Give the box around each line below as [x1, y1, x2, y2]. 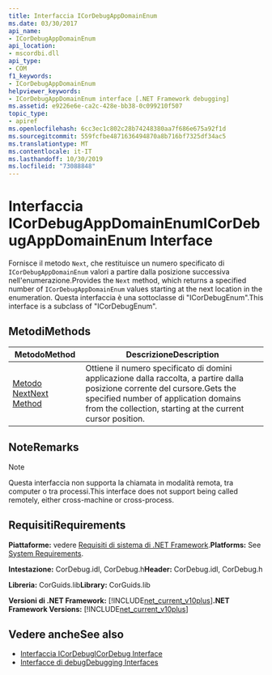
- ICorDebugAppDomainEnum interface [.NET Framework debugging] [8, 95, 230, 103]
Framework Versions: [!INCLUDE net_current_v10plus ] [8, 604, 189, 613]
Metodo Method [15, 349, 76, 360]
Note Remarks [8, 440, 79, 454]
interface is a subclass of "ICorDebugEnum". [8, 301, 158, 312]
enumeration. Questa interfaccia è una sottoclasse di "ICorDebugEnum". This [8, 293, 264, 303]
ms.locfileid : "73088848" [8, 163, 96, 171]
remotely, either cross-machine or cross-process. [8, 495, 174, 504]
